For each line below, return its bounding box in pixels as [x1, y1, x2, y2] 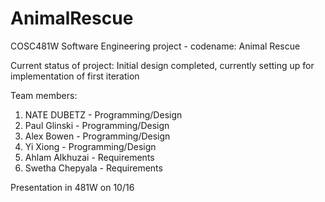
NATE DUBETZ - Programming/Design [24, 108, 183, 121]
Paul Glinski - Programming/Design [24, 119, 170, 131]
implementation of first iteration [10, 70, 140, 82]
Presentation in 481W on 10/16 [10, 181, 135, 193]
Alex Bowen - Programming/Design [24, 130, 171, 142]
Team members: [10, 89, 78, 101]
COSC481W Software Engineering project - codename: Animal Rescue [10, 40, 301, 52]
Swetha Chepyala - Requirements [24, 162, 163, 174]
